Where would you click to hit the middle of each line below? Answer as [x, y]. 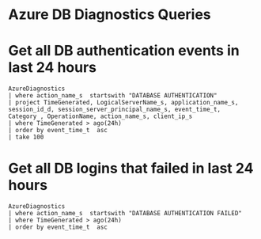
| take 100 [26, 137]
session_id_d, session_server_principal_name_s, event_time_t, [115, 110]
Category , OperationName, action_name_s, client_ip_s [100, 116]
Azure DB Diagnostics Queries [110, 15]
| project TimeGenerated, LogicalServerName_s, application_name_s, [123, 103]
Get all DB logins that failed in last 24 [131, 169]
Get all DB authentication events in [124, 51]
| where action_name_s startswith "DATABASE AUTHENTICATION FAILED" [125, 214]
